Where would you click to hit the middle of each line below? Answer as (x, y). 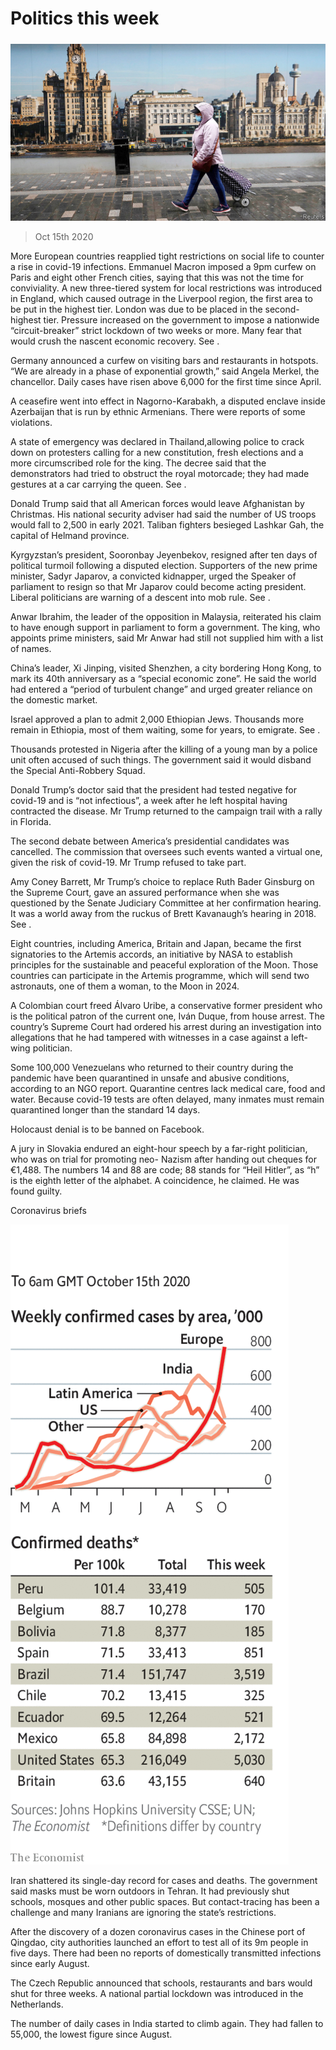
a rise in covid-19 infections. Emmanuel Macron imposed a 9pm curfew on (163, 267)
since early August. (50, 1964)
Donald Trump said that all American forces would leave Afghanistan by (157, 504)
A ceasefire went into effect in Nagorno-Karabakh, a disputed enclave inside (168, 401)
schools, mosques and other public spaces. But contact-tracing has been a (165, 1902)
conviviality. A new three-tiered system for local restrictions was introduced (166, 288)
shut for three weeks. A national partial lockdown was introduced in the (157, 1994)
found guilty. (36, 1191)
